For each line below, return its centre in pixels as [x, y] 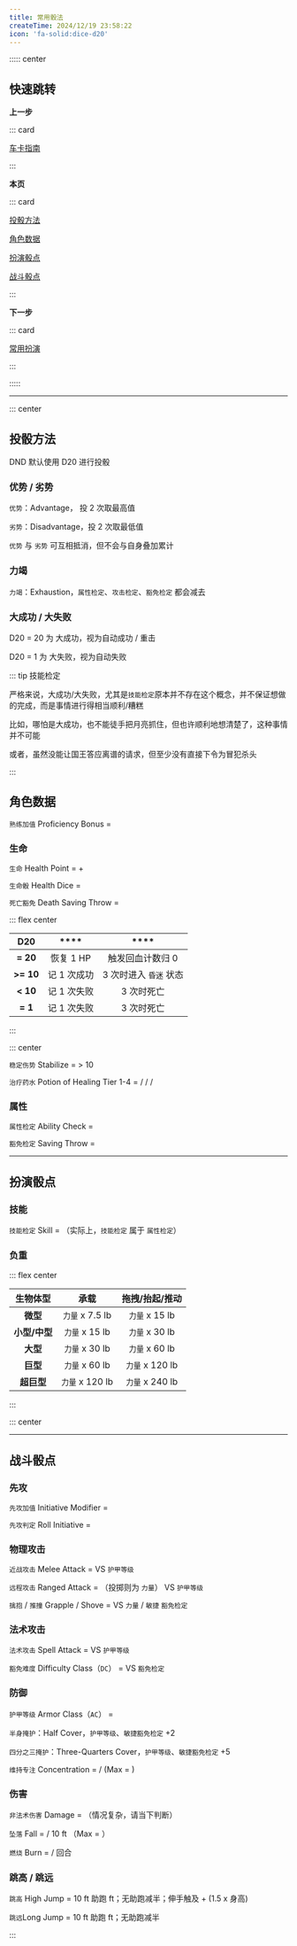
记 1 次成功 [71, 975]
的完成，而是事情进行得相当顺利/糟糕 [76, 705]
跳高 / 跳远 [31, 1878]
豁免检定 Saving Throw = [52, 1144]
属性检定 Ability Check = [52, 1127]
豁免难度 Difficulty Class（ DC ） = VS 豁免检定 [87, 1668]
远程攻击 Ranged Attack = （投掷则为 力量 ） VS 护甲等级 [106, 1587]
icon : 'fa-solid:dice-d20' [59, 34]
